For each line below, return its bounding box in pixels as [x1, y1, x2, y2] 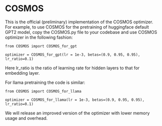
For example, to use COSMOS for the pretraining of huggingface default [5, 24, 149, 30]
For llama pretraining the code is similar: [5, 79, 86, 85]
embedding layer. [5, 70, 40, 76]
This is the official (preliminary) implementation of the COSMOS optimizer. [5, 19, 153, 25]
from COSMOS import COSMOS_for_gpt [5, 44, 77, 48]
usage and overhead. [5, 115, 48, 121]
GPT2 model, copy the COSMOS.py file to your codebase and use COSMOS [5, 29, 157, 35]
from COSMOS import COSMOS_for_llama [5, 89, 82, 94]
